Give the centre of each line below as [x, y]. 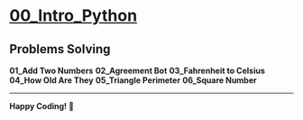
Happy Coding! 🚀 [42, 106]
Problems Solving [60, 49]
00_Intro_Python [73, 16]
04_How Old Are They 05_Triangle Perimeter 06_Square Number [133, 80]
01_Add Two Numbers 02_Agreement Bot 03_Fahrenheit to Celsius [138, 70]
